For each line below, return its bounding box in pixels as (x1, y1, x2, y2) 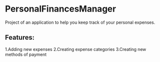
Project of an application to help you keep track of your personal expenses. (5, 19, 155, 25)
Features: (5, 33, 35, 42)
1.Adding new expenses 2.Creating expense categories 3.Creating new (5, 46, 146, 52)
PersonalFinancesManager (5, 3, 116, 15)
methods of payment (5, 51, 47, 57)
